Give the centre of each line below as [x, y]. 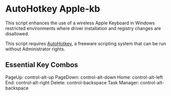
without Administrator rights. [35, 49]
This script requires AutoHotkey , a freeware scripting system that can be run [86, 43]
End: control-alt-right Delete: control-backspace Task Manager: [72, 82]
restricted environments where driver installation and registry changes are [83, 28]
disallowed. [17, 34]
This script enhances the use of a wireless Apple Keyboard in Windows [80, 23]
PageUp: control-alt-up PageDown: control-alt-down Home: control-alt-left [84, 77]
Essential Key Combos [42, 65]
